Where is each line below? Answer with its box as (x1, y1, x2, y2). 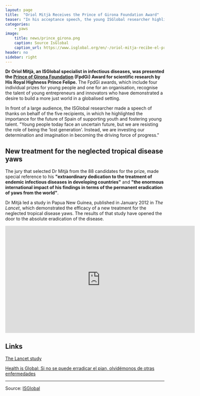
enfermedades (5, 371, 36, 377)
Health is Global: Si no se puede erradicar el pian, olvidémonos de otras (5, 366, 155, 371)
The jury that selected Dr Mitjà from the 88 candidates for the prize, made (5, 168, 159, 174)
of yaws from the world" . (5, 190, 59, 196)
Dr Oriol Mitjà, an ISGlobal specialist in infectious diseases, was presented (5, 68, 165, 75)
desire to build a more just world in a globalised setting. (5, 95, 120, 101)
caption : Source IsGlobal (14, 41, 69, 46)
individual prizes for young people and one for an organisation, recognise (5, 85, 158, 91)
